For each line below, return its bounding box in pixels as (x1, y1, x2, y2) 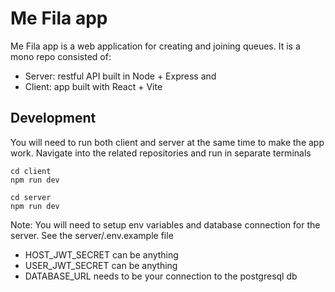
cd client (10, 166, 52, 176)
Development (10, 110, 97, 127)
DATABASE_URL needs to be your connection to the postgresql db (24, 270, 298, 282)
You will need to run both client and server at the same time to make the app (10, 136, 325, 148)
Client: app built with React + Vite (24, 80, 163, 92)
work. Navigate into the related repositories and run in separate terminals (10, 147, 312, 159)
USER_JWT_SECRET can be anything (24, 259, 178, 271)
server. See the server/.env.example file (10, 229, 174, 241)
